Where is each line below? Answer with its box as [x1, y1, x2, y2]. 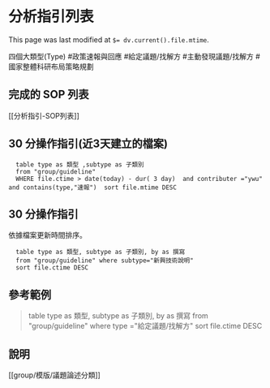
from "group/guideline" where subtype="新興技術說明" [15, 257, 194, 265]
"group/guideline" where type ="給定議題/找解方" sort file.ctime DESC [28, 321, 263, 331]
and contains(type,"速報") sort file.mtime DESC [8, 183, 177, 192]
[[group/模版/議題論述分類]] [8, 370, 101, 380]
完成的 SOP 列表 [8, 88, 89, 101]
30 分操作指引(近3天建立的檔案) [8, 137, 169, 151]
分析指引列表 [8, 7, 95, 26]
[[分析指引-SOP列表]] [8, 110, 79, 120]
